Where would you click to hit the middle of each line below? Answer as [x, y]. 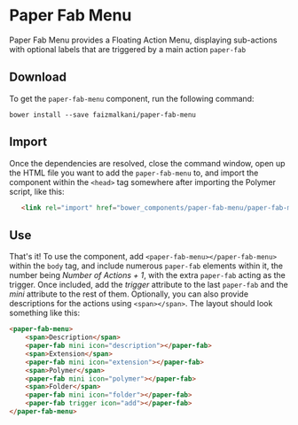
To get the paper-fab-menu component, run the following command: [132, 98]
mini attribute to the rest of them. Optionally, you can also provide [129, 294]
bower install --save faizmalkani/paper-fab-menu [103, 115]
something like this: [45, 313]
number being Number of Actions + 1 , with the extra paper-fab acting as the [147, 275]
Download [38, 77]
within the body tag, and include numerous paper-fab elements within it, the [146, 266]
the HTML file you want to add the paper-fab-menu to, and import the [134, 173]
